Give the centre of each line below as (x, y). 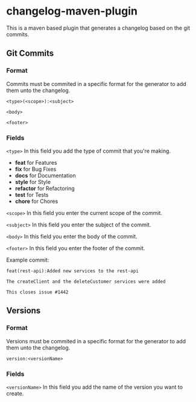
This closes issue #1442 (37, 292)
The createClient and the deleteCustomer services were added (86, 282)
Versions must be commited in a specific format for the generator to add (96, 341)
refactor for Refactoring (45, 188)
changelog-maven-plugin (72, 11)
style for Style (33, 182)
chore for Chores (36, 201)
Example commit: (28, 260)
